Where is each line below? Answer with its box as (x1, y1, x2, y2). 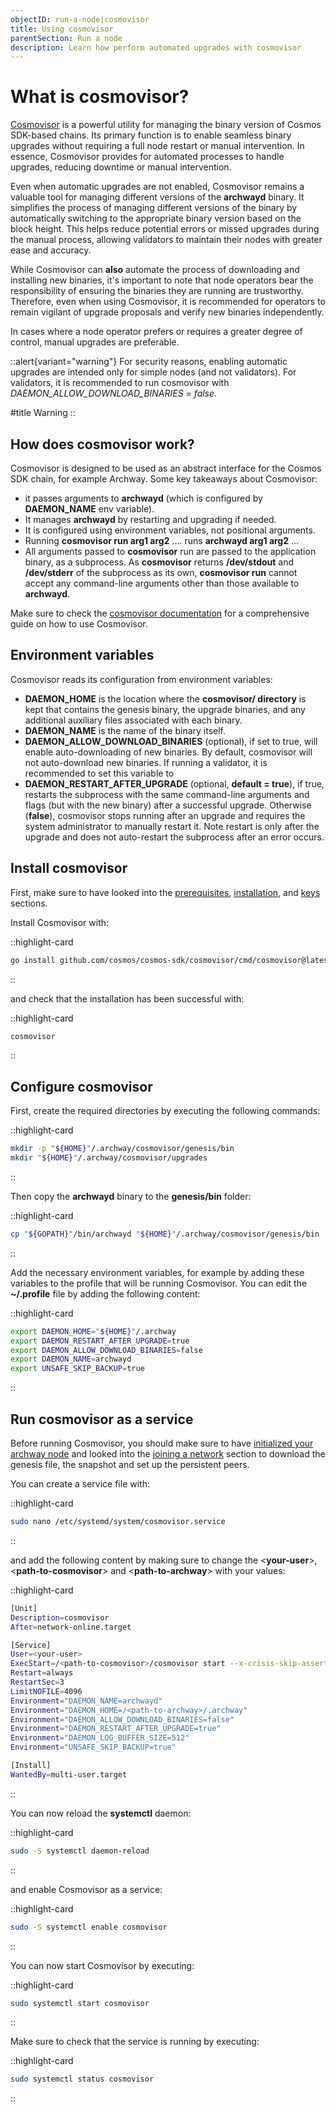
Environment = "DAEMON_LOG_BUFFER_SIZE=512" (10, 1733, 190, 1743)
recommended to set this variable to (24, 767, 175, 779)
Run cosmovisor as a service (10, 1411, 194, 1428)
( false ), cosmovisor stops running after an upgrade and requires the (24, 809, 306, 821)
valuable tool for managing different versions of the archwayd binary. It (10, 191, 305, 203)
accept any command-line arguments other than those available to (24, 577, 300, 589)
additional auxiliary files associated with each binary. (24, 714, 243, 726)
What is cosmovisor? (10, 86, 190, 108)
